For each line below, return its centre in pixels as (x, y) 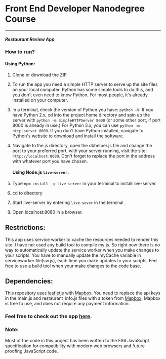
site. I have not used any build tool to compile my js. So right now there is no (83, 244)
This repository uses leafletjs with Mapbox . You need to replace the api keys (83, 293)
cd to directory (27, 193)
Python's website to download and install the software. (68, 136)
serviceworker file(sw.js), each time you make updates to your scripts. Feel (81, 260)
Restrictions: (25, 228)
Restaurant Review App (30, 39)
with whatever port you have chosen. (50, 161)
